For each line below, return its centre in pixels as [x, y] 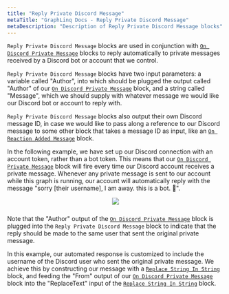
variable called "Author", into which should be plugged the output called [109, 81]
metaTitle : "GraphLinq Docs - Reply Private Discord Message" [98, 20]
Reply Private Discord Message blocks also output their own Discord [105, 116]
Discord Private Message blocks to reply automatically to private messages [114, 53]
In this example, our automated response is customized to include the [106, 254]
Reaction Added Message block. [51, 138]
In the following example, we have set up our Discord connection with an [110, 151]
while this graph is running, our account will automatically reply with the [109, 181]
